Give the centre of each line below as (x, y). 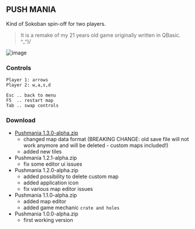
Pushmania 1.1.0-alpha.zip (46, 195)
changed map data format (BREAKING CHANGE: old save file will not (106, 139)
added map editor (45, 201)
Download (21, 121)
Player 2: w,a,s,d (28, 85)
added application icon (51, 183)
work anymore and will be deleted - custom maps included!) (96, 145)
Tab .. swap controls (32, 106)
